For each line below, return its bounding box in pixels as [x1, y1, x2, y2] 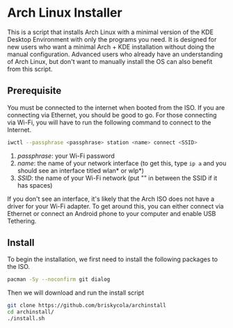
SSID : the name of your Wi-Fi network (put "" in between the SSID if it [17, 174, 218, 182]
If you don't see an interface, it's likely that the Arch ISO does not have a [7, 195, 215, 203]
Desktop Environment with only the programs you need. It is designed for [7, 35, 217, 43]
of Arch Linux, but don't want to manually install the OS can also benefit [7, 57, 213, 65]
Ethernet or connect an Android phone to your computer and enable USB [7, 209, 216, 218]
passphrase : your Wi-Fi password [17, 151, 115, 160]
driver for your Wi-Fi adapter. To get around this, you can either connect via [7, 202, 224, 210]
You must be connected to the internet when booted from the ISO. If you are [7, 103, 225, 112]
